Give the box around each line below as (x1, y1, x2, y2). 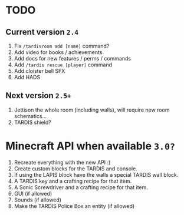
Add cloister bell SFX (14, 68, 65, 74)
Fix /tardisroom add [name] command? (14, 42, 110, 49)
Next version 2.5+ (5, 90, 71, 100)
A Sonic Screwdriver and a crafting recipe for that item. (14, 183, 149, 191)
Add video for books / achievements (14, 49, 103, 56)
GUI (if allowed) (14, 190, 52, 197)
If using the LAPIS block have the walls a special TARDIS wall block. (14, 171, 179, 178)
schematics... (14, 112, 47, 119)
